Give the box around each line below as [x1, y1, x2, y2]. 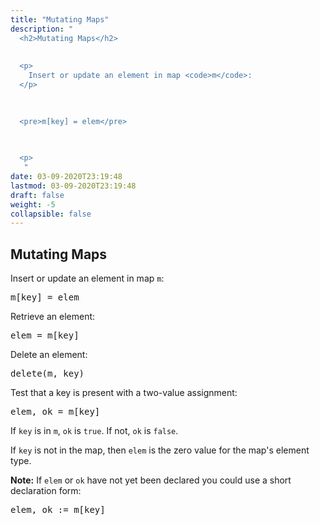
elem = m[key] [10, 330, 80, 341]
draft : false [10, 190, 65, 200]
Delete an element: [10, 349, 88, 361]
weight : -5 [10, 199, 56, 210]
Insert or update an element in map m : [10, 272, 165, 285]
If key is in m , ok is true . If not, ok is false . [10, 425, 179, 437]
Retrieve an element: [10, 311, 96, 323]
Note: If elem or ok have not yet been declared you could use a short [10, 474, 292, 486]
